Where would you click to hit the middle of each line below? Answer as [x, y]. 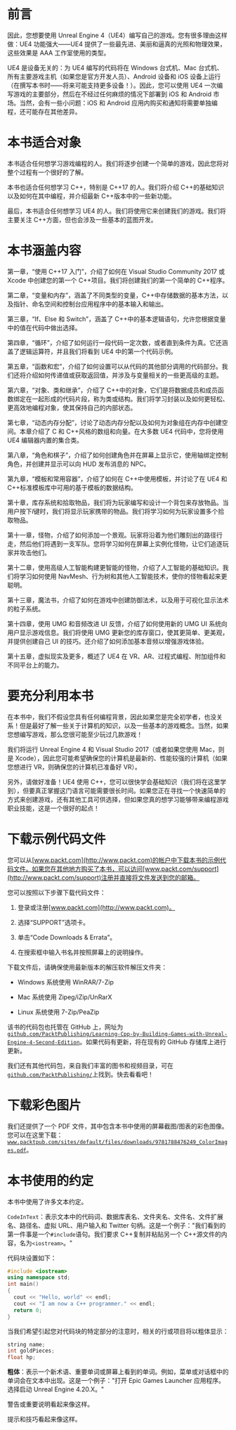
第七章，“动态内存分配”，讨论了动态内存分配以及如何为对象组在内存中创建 [115, 422]
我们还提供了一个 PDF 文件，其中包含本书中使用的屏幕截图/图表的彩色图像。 [118, 1126]
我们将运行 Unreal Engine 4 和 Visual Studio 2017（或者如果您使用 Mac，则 [116, 749]
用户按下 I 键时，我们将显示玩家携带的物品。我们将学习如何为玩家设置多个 [113, 511]
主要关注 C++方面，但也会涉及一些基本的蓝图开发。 [82, 219]
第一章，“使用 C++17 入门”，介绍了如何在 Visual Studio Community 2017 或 [116, 271]
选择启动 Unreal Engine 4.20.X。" [55, 1389]
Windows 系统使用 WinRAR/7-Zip [65, 982]
